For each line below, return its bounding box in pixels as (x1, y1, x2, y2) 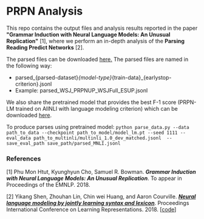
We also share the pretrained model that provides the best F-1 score (6, 99, 177, 106)
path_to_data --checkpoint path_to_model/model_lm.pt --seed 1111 (6, 130, 178, 136)
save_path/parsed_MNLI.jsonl (47, 140, 121, 147)
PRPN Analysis (6, 4, 83, 18)
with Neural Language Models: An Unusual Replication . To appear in (6, 175, 182, 182)
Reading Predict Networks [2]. (6, 44, 84, 51)
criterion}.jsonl (15, 80, 52, 88)
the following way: (6, 62, 52, 69)
